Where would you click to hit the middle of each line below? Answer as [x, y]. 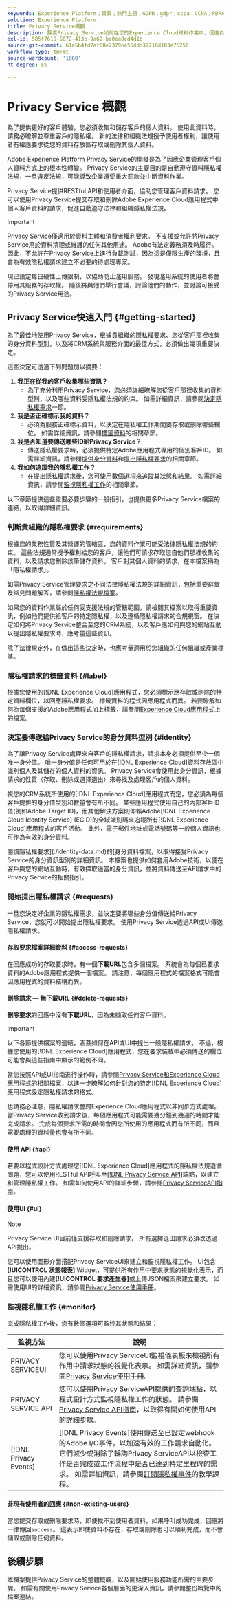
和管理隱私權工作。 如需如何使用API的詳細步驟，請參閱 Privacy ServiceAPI [112, 1183]
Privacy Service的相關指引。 [47, 877]
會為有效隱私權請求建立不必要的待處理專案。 [70, 261]
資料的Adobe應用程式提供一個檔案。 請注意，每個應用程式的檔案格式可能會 [114, 972]
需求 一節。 [55, 407]
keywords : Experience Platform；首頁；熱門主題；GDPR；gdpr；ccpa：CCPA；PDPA [116, 13]
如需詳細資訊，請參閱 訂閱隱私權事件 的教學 [144, 1474]
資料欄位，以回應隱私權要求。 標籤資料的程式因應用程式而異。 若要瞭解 [114, 700]
